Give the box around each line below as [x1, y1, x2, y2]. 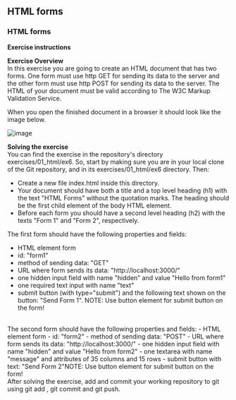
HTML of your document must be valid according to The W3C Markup [7, 86, 211, 95]
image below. [7, 115, 46, 123]
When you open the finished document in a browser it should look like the [7, 107, 221, 116]
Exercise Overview [7, 56, 63, 65]
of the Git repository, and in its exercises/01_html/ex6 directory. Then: [7, 165, 210, 174]
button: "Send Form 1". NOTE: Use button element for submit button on [17, 296, 223, 304]
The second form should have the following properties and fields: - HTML [7, 325, 221, 333]
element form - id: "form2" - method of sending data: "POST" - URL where [7, 332, 224, 341]
